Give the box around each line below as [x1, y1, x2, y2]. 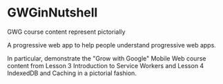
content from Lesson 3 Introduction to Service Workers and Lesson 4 [7, 61, 204, 70]
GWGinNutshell [7, 5, 98, 21]
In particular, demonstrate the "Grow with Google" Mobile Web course [7, 54, 206, 63]
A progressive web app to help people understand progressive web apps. [7, 41, 216, 49]
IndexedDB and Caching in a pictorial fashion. [7, 69, 137, 77]
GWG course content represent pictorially [7, 28, 126, 36]
